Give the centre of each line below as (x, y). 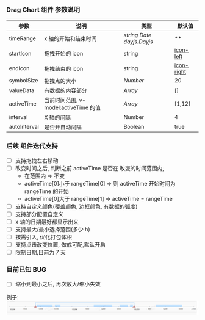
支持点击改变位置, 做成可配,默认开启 (60, 245)
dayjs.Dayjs (138, 42)
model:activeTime (67, 107)
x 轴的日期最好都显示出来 (47, 222)
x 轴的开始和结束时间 (70, 38)
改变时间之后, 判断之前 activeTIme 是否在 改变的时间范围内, (90, 168)
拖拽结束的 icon (64, 68)
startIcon (20, 53)
